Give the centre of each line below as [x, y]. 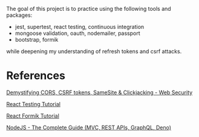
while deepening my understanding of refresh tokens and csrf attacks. [94, 51]
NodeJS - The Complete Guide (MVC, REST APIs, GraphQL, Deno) [89, 127]
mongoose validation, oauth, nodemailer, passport [77, 33]
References [36, 76]
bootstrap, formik [37, 40]
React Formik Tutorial [33, 116]
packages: [19, 15]
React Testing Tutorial [33, 104]
